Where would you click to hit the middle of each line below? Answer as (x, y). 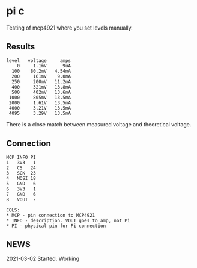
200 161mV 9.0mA (41, 76)
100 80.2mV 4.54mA (41, 71)
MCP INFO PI (21, 157)
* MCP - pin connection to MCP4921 (51, 215)
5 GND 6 (21, 184)
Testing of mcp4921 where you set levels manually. (70, 28)
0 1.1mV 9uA (44, 66)
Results (21, 47)
